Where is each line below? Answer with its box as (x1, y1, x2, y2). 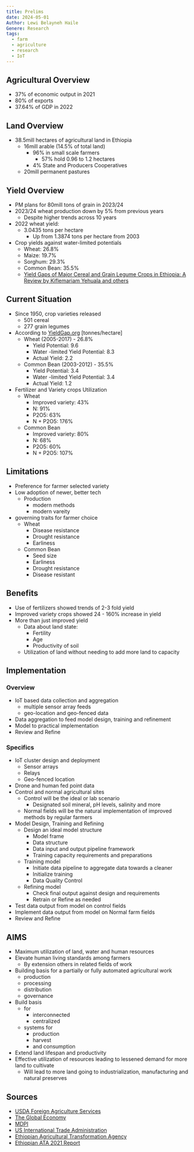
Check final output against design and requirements (32, 889, 160, 897)
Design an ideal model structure (23, 826, 102, 833)
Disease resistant (32, 571, 76, 578)
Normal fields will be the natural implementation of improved (23, 807, 172, 814)
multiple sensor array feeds (23, 703, 91, 710)
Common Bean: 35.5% (23, 264, 79, 271)
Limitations (6, 467, 49, 477)
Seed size (32, 552, 57, 559)
